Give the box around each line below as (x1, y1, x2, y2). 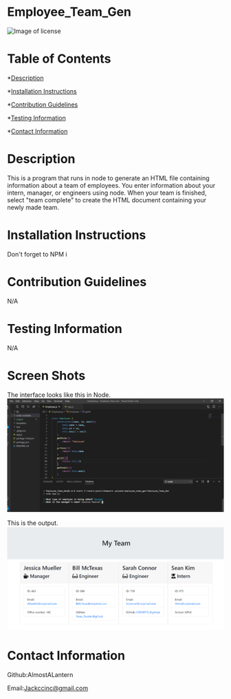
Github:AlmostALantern (7, 671, 74, 679)
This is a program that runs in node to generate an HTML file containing (7, 173, 210, 182)
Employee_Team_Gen (7, 4, 132, 20)
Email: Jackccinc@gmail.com (7, 684, 88, 692)
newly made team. (7, 203, 60, 211)
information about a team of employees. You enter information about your (7, 181, 216, 189)
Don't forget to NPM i (7, 250, 67, 258)
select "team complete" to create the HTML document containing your (7, 195, 207, 204)
